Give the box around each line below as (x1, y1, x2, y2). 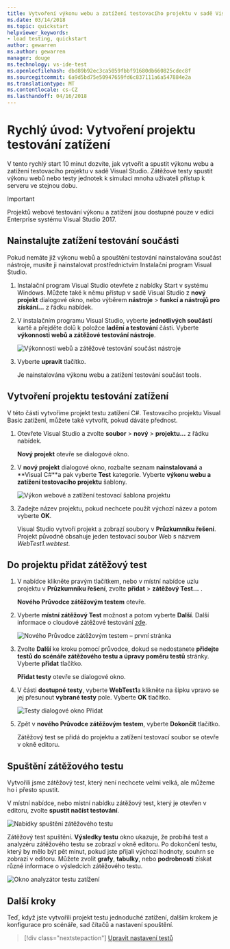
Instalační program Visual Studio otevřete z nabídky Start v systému (16, 281, 209, 289)
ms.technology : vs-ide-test (7, 61, 88, 68)
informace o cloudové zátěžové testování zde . (16, 618, 147, 627)
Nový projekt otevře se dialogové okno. (16, 449, 130, 458)
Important (7, 195, 35, 203)
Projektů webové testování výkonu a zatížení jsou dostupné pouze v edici (7, 208, 214, 216)
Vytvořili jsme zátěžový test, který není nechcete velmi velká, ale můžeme (7, 778, 216, 787)
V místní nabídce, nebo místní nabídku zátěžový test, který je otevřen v (7, 799, 207, 807)
